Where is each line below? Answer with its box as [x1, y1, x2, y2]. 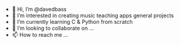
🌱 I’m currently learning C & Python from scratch [11, 18, 133, 25]
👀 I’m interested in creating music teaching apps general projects [11, 12, 174, 19]
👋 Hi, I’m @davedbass [11, 6, 67, 12]
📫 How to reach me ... [11, 32, 68, 38]
